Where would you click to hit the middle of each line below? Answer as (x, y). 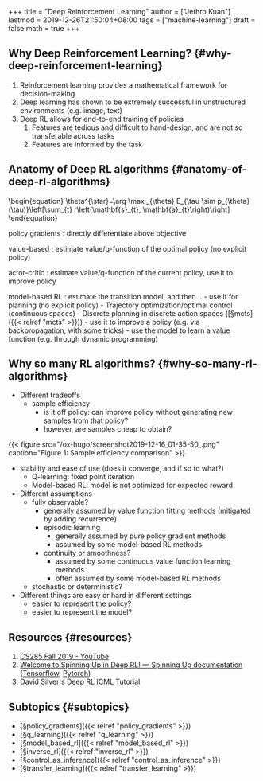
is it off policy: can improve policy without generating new (138, 412)
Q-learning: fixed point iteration (83, 477)
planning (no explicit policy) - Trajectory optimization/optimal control (120, 305)
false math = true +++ (44, 28)
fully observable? (60, 502)
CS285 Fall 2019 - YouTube (64, 657)
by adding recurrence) (80, 519)
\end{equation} (33, 217)
